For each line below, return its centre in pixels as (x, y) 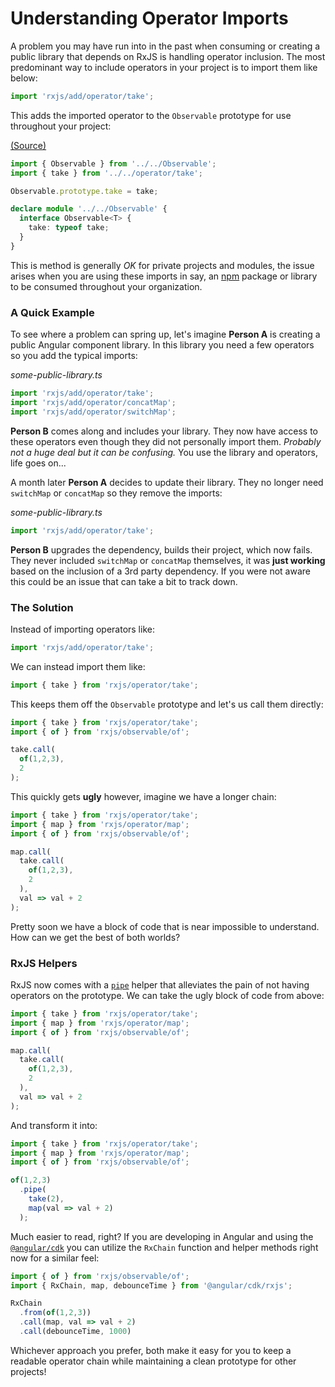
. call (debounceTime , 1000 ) (75, 1332)
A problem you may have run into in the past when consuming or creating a (165, 46)
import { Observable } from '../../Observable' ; (113, 163)
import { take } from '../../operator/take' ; (106, 173)
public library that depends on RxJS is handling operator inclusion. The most (168, 56)
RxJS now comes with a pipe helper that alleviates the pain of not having (160, 984)
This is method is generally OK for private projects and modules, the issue (162, 265)
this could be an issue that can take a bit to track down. (124, 581)
